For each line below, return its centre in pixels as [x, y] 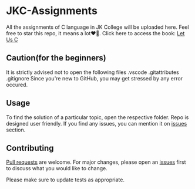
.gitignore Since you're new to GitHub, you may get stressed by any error [95, 78]
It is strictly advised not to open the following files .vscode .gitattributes [93, 72]
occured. [17, 85]
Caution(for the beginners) [56, 58]
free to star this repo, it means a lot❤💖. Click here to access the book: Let [95, 33]
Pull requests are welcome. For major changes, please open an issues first [96, 162]
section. [16, 130]
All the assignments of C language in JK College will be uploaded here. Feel [97, 27]
